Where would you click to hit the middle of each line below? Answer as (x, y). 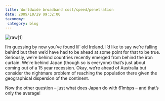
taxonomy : (15, 19)
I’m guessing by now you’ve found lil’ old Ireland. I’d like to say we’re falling (81, 47)
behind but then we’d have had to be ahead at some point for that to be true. (83, 52)
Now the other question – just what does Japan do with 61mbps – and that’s (82, 88)
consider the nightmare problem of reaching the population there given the (81, 73)
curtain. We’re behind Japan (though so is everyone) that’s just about (75, 63)
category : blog (23, 23)
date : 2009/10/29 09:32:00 (33, 14)
